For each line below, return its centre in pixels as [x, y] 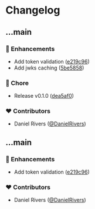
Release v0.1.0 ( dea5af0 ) [44, 96]
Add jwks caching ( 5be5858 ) [49, 68]
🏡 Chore [17, 83]
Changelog [33, 10]
